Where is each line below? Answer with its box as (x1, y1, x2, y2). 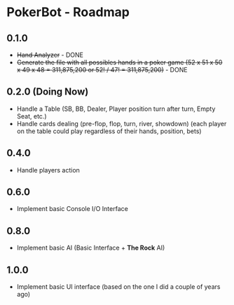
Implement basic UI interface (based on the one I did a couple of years (16, 283, 221, 291)
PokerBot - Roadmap (6, 4, 130, 20)
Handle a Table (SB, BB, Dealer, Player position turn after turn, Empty (16, 104, 216, 113)
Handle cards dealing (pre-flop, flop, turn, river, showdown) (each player (16, 119, 227, 128)
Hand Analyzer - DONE (16, 50, 84, 59)
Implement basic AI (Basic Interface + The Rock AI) (16, 243, 165, 252)
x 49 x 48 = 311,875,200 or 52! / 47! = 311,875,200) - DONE (16, 66, 188, 74)
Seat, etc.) (16, 111, 47, 120)
